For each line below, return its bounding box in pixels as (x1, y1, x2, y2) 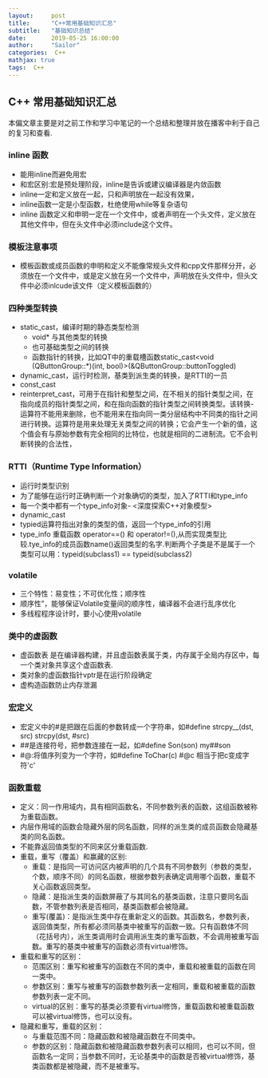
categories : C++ (8, 49, 66, 57)
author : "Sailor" (8, 42, 81, 50)
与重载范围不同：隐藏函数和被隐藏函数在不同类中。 (31, 1031, 200, 1040)
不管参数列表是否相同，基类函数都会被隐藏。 (45, 902, 193, 911)
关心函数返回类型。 (31, 882, 96, 891)
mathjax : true (8, 57, 56, 65)
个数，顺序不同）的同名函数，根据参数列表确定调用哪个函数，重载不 (31, 871, 256, 881)
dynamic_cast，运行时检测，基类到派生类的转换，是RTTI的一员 (19, 371, 228, 380)
